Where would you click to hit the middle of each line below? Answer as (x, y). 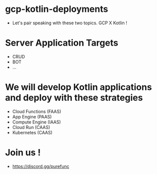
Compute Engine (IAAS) (36, 122)
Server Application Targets (62, 43)
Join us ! (23, 153)
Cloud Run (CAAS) (31, 127)
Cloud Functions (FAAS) (37, 111)
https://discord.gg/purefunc (41, 166)
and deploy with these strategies (74, 98)
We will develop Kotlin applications (78, 87)
